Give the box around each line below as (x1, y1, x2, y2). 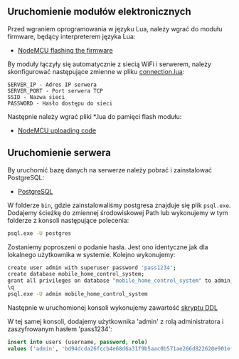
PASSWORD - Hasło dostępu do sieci (7, 100, 113, 107)
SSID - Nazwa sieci (7, 93, 65, 100)
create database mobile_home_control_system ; (7, 271, 144, 278)
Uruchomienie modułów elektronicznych (7, 6, 192, 18)
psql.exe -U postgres (7, 229, 72, 237)
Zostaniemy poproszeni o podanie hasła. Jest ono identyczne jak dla (7, 242, 208, 251)
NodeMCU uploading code (17, 126, 97, 135)
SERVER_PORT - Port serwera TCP (7, 87, 103, 95)
